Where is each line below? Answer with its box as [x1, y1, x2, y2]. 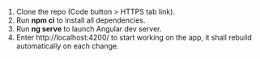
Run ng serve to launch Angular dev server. [15, 24, 162, 33]
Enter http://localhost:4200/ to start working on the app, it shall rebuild [15, 32, 253, 42]
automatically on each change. [15, 41, 119, 51]
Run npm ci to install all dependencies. [15, 15, 146, 25]
